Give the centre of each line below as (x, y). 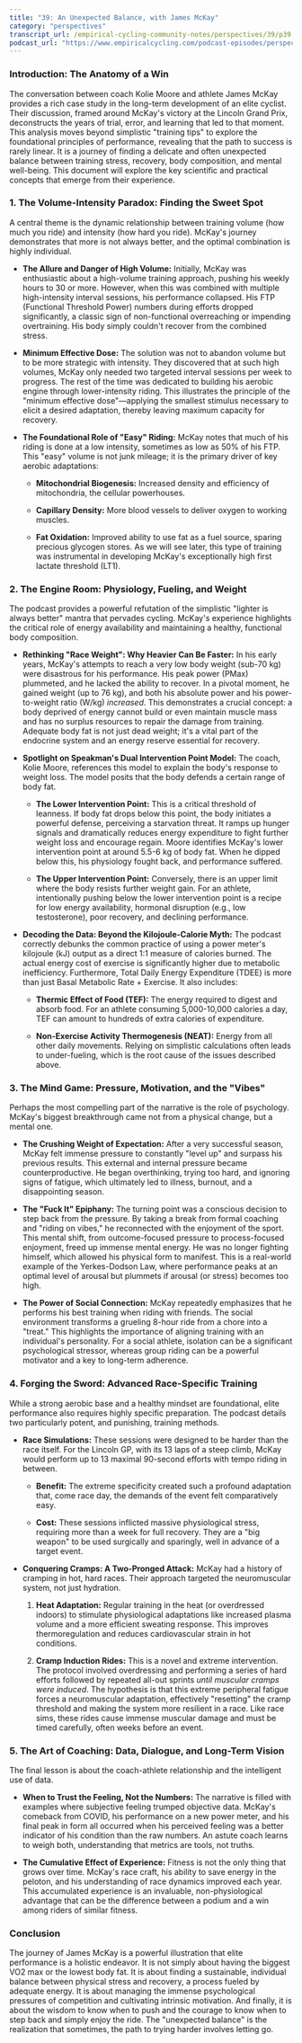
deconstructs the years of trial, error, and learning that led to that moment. (147, 122)
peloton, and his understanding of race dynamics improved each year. (152, 1882)
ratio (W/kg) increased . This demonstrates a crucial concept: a (177, 703)
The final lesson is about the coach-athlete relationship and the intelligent (145, 1771)
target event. (59, 1550)
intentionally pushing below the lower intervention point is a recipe (159, 898)
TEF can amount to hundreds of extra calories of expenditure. (150, 1019)
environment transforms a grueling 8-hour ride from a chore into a (145, 1322)
